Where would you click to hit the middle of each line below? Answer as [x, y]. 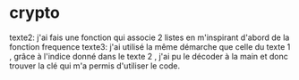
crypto [34, 13]
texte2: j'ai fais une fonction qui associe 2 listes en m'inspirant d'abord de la [149, 37]
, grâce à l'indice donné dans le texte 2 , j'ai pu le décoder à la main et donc [149, 56]
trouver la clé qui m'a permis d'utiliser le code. [95, 66]
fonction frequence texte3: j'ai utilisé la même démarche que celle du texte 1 [150, 46]
